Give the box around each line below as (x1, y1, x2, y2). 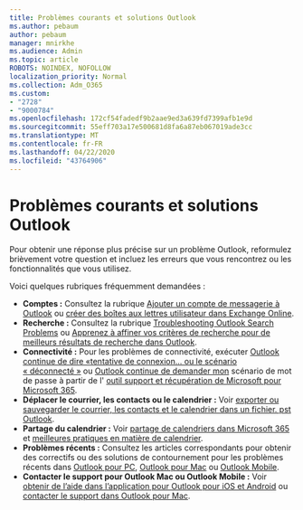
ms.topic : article (9, 55, 79, 64)
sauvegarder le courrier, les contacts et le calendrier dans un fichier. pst (22, 404, 291, 415)
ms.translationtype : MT (9, 131, 99, 140)
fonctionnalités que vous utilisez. (9, 263, 132, 274)
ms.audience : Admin (9, 47, 83, 56)
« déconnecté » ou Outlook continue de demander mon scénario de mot (22, 365, 292, 376)
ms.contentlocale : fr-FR (9, 139, 103, 148)
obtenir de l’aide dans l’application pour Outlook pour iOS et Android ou (22, 481, 289, 492)
